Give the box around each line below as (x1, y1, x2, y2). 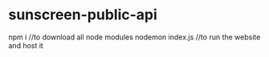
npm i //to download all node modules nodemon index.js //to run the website (8, 32, 261, 42)
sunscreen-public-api (8, 6, 158, 24)
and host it (8, 40, 44, 50)
